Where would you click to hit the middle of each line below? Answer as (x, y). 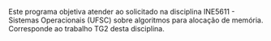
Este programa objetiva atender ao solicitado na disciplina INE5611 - (122, 12)
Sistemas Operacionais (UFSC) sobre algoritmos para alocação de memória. (136, 20)
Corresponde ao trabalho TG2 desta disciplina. (86, 29)
